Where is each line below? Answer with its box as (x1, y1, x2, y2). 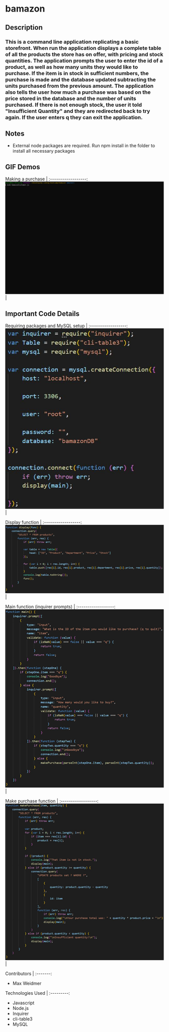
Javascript (12, 1000, 35, 1006)
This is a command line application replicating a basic (5, 38, 139, 45)
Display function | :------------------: (5, 519, 82, 525)
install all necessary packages (12, 148, 75, 154)
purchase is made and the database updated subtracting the (5, 76, 156, 83)
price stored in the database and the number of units (5, 95, 137, 102)
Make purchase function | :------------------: (5, 798, 99, 804)
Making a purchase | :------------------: (5, 176, 88, 182)
